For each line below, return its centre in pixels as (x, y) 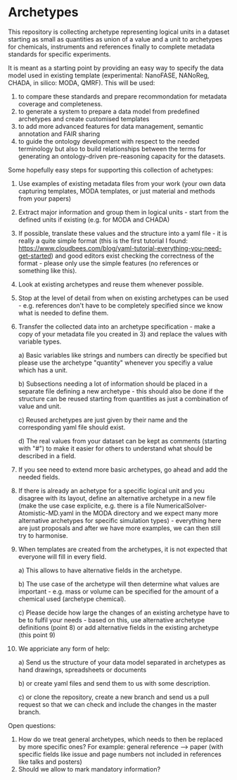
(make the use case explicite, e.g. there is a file (87, 505)
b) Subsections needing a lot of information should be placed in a (113, 384)
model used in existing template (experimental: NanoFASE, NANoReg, (109, 75)
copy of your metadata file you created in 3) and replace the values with (123, 334)
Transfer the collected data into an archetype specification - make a (116, 326)
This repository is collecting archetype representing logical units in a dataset (119, 32)
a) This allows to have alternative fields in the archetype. (100, 570)
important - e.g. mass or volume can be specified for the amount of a (118, 591)
